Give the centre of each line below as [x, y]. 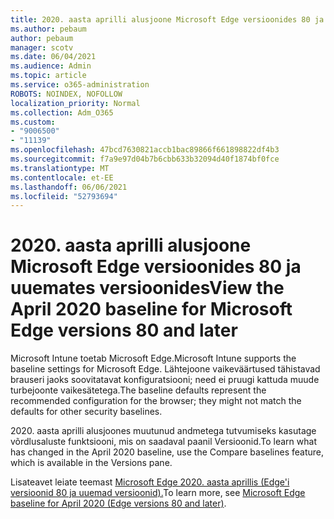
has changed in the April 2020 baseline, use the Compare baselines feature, [167, 452]
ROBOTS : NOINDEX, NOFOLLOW [66, 94]
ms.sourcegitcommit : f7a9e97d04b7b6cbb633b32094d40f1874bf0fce [145, 159]
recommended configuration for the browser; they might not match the [156, 401]
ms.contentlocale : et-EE [62, 177]
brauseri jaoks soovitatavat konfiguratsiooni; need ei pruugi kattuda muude [165, 380]
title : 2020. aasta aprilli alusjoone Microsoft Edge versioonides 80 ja [167, 19]
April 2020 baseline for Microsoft [151, 309]
